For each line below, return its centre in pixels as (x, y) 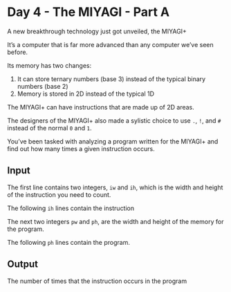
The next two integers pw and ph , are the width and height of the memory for (115, 221)
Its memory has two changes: (49, 65)
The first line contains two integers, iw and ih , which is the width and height (115, 187)
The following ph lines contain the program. (68, 242)
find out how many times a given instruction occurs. (81, 148)
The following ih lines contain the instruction (71, 208)
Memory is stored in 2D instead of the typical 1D (85, 94)
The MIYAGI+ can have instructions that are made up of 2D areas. (101, 107)
